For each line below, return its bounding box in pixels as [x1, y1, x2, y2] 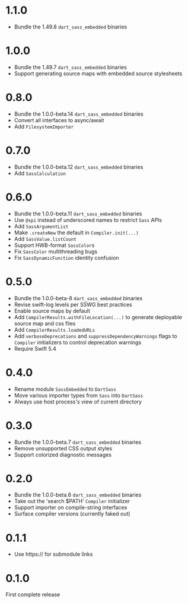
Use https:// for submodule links [14, 551, 93, 558]
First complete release [5, 591, 60, 598]
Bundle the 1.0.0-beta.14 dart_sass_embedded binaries [14, 110, 144, 117]
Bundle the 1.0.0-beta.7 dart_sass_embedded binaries [14, 438, 142, 446]
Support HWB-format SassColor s [14, 241, 95, 249]
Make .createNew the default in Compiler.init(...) [14, 229, 139, 236]
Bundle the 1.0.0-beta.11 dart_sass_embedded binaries [14, 210, 142, 217]
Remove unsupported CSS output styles [14, 444, 113, 452]
